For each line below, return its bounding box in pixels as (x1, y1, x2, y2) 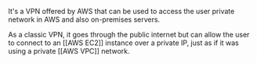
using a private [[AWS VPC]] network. (8, 47, 131, 55)
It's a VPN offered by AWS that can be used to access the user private (8, 7, 235, 16)
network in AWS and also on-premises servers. (8, 15, 161, 24)
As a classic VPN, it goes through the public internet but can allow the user (8, 30, 250, 39)
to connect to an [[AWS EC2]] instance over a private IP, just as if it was (8, 38, 239, 47)
